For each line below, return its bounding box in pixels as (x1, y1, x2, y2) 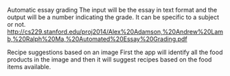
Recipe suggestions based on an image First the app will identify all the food (7, 48, 223, 56)
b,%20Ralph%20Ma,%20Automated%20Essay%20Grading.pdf (7, 35, 187, 43)
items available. (7, 63, 51, 71)
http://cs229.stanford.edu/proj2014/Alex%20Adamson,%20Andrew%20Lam (7, 27, 224, 36)
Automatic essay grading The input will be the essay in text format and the (7, 6, 218, 14)
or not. (7, 21, 26, 28)
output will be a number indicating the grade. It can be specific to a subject (7, 13, 220, 21)
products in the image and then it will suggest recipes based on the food (7, 55, 212, 64)
